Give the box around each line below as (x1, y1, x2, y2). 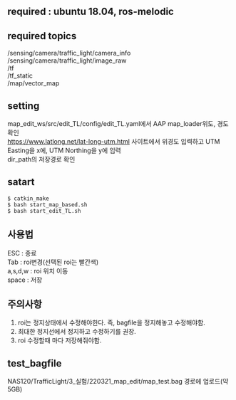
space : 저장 (7, 275, 43, 284)
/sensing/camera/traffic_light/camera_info (7, 49, 131, 58)
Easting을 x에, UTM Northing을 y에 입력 (7, 146, 121, 155)
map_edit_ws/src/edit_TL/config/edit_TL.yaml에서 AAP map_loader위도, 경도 (7, 120, 230, 128)
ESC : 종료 (7, 248, 37, 257)
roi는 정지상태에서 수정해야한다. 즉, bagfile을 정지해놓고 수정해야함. (17, 318, 205, 327)
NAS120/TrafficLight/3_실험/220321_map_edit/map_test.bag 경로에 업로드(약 (7, 377, 229, 386)
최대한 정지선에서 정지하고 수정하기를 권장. (17, 327, 137, 336)
